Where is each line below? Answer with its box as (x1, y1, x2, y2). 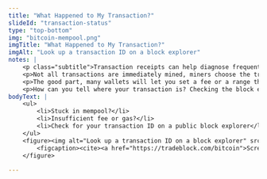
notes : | (8, 56, 37, 64)
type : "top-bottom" (8, 26, 73, 34)
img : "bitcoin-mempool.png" (8, 33, 102, 42)
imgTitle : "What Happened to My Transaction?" (8, 41, 165, 49)
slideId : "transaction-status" (8, 19, 112, 27)
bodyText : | (8, 93, 48, 101)
